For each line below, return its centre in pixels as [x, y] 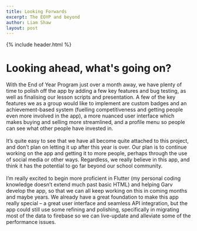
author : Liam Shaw [29, 22]
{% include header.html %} [39, 45]
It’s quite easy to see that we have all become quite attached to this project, [98, 141]
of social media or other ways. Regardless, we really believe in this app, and [98, 160]
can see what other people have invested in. [60, 128]
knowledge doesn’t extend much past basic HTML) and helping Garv [89, 185]
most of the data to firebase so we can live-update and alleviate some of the [98, 216]
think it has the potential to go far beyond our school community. [84, 166]
